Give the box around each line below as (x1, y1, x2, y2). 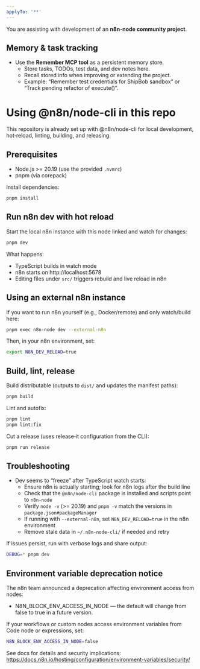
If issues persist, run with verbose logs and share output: (6, 540, 148, 547)
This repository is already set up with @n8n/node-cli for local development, (6, 125, 194, 133)
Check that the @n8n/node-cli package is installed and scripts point (23, 490, 192, 497)
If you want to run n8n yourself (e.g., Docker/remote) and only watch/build (6, 308, 191, 315)
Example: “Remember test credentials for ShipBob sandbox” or (23, 78, 180, 85)
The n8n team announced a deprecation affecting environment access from (6, 585, 195, 592)
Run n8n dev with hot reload (6, 212, 114, 222)
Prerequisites (6, 149, 58, 160)
